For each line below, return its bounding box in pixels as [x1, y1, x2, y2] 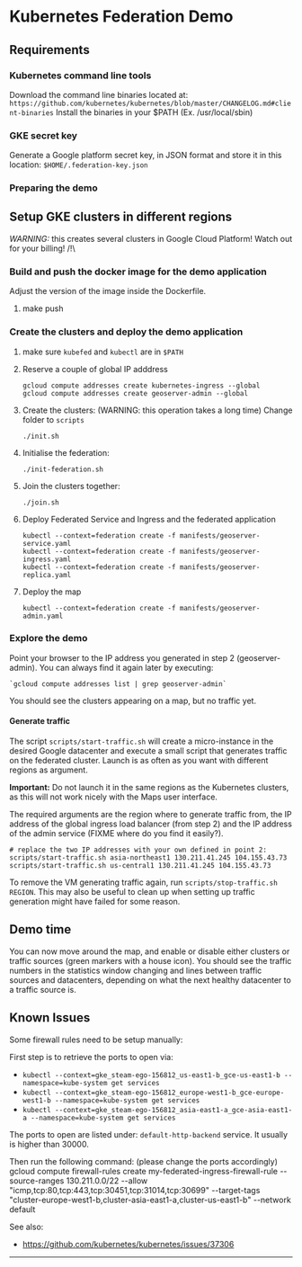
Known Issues [9, 1010, 91, 1026]
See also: [9, 1221, 44, 1232]
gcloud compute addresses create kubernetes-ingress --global [22, 380, 261, 390]
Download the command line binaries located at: [9, 89, 189, 100]
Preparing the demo [9, 182, 98, 194]
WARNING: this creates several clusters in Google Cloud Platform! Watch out [9, 233, 293, 244]
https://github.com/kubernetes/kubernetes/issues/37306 [22, 1238, 235, 1249]
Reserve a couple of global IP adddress [22, 363, 169, 374]
